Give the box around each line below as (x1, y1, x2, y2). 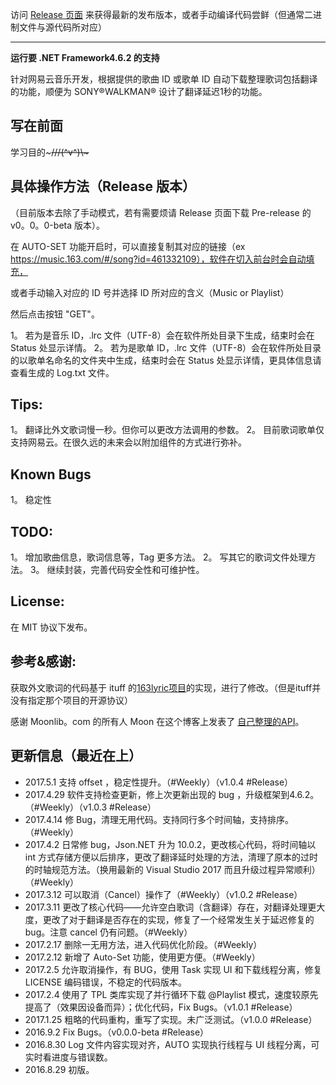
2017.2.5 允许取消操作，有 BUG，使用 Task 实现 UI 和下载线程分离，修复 (24, 963, 323, 975)
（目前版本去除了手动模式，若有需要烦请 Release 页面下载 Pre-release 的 (10, 206, 312, 218)
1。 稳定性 (10, 494, 52, 506)
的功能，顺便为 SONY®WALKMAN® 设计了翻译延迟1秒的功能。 (10, 86, 268, 97)
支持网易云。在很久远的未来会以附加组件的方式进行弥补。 (10, 436, 247, 448)
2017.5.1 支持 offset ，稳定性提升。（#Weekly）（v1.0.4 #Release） (24, 776, 294, 788)
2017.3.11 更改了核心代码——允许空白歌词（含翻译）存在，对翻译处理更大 (24, 901, 326, 913)
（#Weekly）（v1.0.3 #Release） (24, 801, 157, 813)
